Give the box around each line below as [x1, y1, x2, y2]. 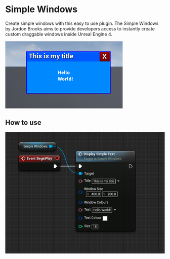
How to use [5, 118, 41, 127]
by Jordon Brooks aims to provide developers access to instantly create [5, 25, 155, 31]
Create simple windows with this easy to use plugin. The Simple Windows [5, 20, 159, 26]
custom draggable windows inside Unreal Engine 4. [5, 31, 113, 37]
